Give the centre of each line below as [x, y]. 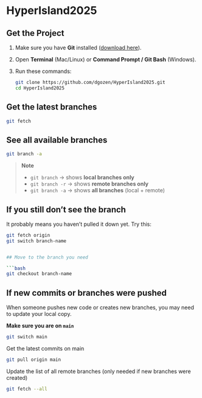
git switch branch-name [37, 241]
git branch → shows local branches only [82, 178]
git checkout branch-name [39, 274]
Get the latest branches [52, 107]
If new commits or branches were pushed [87, 293]
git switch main [27, 337]
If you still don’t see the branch [66, 210]
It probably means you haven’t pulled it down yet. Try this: [79, 224]
